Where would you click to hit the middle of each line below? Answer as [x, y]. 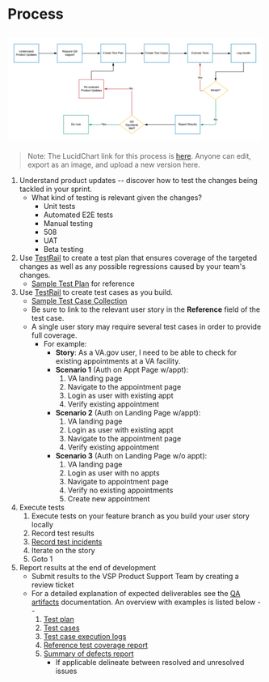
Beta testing [63, 249]
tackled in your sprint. [55, 189]
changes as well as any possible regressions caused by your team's [132, 266]
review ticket [53, 585]
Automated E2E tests [78, 215]
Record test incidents [67, 541]
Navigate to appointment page [118, 481]
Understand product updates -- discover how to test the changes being [138, 180]
